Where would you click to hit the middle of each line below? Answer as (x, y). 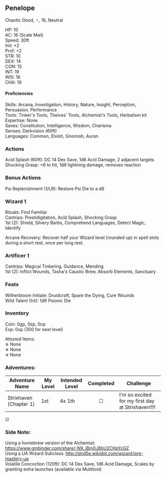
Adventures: (21, 367)
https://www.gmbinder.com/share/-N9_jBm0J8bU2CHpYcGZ (67, 448)
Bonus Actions (23, 178)
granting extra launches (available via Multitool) (54, 469)
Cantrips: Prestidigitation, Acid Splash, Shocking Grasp (61, 217)
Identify (13, 228)
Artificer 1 (17, 255)
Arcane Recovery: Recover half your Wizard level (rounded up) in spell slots (82, 238)
